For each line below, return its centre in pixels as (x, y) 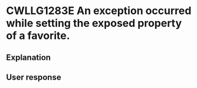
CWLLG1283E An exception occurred (99, 11)
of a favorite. (38, 36)
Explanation (29, 57)
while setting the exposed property (94, 23)
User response (34, 77)
